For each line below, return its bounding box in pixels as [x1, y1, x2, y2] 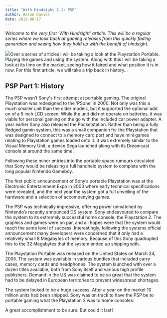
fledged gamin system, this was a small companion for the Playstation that [5, 127, 158, 133]
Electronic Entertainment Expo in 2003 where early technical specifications [5, 183, 160, 189]
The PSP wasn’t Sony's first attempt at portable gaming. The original [5, 95, 146, 101]
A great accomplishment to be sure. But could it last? [5, 307, 114, 313]
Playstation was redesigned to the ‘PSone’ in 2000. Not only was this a [5, 100, 151, 106]
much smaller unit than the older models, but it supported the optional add [5, 105, 158, 111]
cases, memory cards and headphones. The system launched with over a [5, 261, 156, 267]
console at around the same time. [5, 148, 74, 154]
